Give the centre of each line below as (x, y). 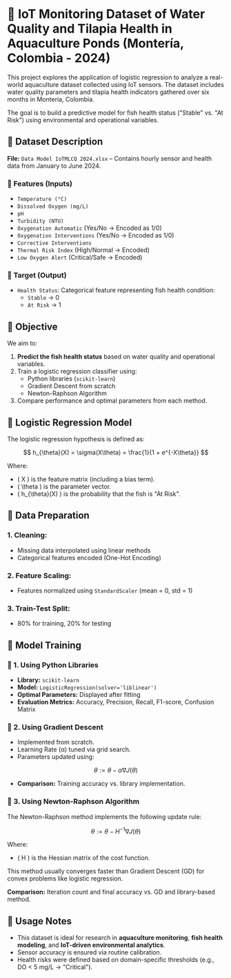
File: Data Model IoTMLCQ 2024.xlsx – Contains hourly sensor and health (110, 158)
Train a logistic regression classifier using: (77, 372)
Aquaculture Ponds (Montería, (96, 44)
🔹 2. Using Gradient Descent (55, 727)
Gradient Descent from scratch (71, 386)
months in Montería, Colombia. (51, 99)
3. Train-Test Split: (39, 608)
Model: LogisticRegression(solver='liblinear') (87, 687)
